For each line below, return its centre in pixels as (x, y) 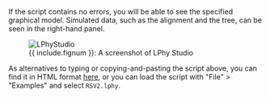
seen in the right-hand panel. (57, 29)
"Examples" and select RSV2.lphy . (65, 85)
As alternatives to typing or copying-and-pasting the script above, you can (133, 68)
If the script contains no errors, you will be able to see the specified (121, 12)
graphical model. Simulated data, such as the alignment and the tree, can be (135, 20)
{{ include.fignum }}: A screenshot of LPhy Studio (111, 53)
